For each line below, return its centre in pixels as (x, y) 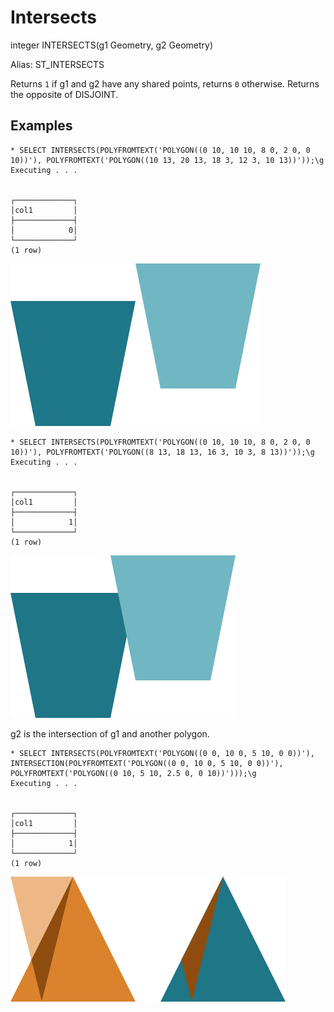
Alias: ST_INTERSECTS (57, 64)
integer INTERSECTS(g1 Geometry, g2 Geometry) (112, 45)
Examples (41, 126)
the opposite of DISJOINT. (64, 94)
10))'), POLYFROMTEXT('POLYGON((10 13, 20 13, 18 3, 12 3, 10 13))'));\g (167, 160)
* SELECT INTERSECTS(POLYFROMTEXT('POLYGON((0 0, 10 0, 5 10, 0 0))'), (162, 753)
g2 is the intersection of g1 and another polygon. (110, 733)
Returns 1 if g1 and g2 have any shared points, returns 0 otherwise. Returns (165, 83)
